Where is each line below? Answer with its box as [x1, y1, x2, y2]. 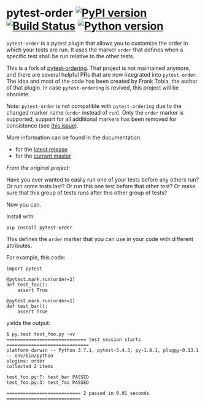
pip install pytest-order [6, 224, 72, 231]
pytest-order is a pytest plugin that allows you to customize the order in [6, 39, 188, 47]
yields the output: [6, 319, 51, 326]
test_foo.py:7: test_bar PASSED [6, 374, 89, 380]
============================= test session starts [6, 336, 141, 343]
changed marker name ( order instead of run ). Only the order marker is [6, 109, 184, 116]
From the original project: [6, 164, 71, 171]
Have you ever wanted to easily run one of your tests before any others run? [6, 175, 199, 183]
